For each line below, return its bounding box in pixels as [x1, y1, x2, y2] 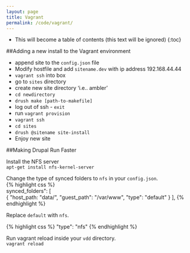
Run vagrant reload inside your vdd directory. [6, 235, 116, 242]
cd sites [14, 123, 37, 130]
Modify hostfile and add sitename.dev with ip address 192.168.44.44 [14, 65, 182, 73]
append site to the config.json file [14, 59, 99, 66]
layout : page [6, 8, 39, 15]
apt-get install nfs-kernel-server [6, 164, 95, 170]
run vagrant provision [14, 110, 70, 117]
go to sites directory [14, 78, 67, 85]
